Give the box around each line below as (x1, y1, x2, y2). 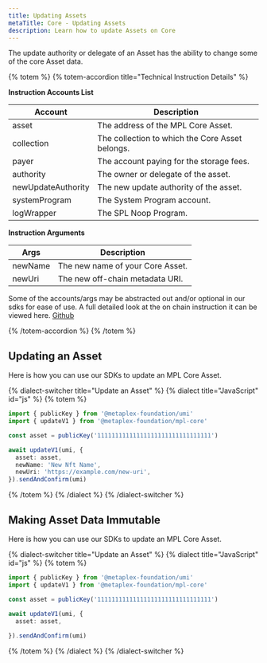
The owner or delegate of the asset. (97, 169, 230, 180)
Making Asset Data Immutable (8, 513, 161, 527)
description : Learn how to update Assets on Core (8, 26, 176, 34)
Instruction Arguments (8, 228, 85, 237)
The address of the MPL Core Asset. (97, 120, 233, 131)
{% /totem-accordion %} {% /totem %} (8, 326, 137, 335)
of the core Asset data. (8, 57, 83, 66)
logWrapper (12, 208, 57, 219)
